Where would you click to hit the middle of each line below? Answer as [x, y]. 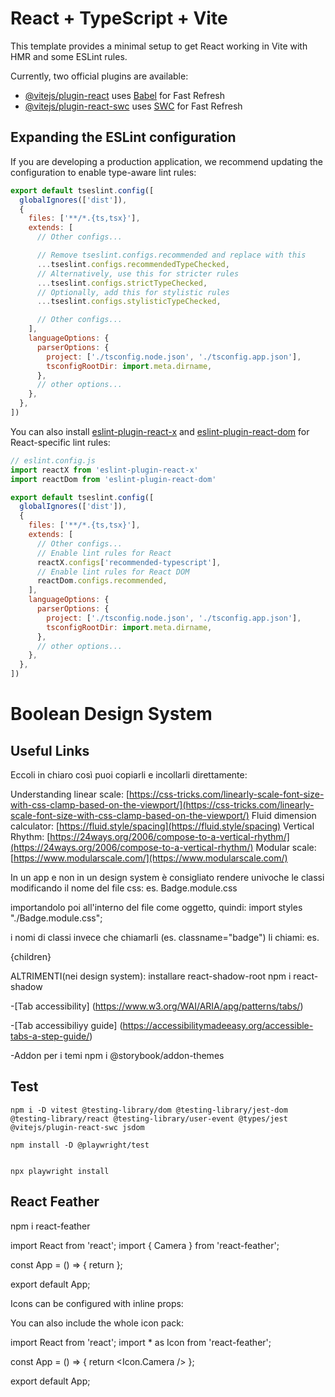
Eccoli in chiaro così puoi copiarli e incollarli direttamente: [129, 775]
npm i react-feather [50, 1226]
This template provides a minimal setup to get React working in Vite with [159, 46]
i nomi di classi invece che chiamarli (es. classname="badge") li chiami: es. [165, 937]
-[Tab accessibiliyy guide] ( [66, 1025]
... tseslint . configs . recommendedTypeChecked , [133, 264]
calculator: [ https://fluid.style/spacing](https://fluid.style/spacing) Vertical [162, 826]
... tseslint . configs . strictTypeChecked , [122, 283]
